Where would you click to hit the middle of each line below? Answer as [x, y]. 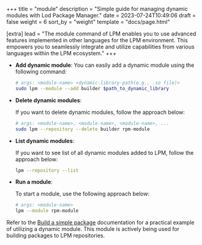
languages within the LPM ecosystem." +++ [62, 53]
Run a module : [34, 182]
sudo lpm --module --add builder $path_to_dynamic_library [92, 88]
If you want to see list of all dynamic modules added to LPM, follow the [104, 153]
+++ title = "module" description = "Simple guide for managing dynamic [97, 9]
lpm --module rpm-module [47, 211]
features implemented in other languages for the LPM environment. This [97, 40]
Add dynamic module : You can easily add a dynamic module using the [105, 65]
